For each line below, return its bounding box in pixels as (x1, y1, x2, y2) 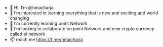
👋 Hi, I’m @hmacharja (9, 5, 54, 10)
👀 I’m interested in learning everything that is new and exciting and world (9, 10, 158, 16)
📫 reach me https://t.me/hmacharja (9, 37, 83, 42)
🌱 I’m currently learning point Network (9, 20, 88, 26)
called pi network (9, 31, 45, 37)
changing (9, 15, 30, 21)
